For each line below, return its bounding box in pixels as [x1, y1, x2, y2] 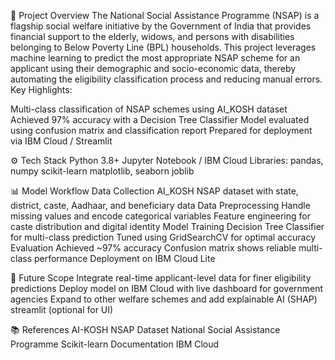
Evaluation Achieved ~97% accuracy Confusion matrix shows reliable [10, 242, 297, 254]
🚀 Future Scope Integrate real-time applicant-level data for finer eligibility [10, 272, 312, 284]
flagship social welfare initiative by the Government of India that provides [10, 20, 312, 32]
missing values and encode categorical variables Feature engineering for [10, 210, 311, 222]
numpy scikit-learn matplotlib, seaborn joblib [10, 165, 195, 177]
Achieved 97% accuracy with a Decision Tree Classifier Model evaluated [10, 114, 310, 125]
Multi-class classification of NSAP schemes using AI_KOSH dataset [10, 103, 288, 115]
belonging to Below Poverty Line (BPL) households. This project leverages [10, 41, 317, 53]
